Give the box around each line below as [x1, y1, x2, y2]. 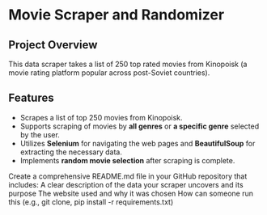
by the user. [19, 129, 61, 139]
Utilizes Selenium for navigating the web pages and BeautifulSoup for [19, 138, 256, 148]
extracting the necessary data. [19, 147, 123, 157]
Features [8, 91, 54, 105]
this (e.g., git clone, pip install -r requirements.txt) [8, 196, 174, 207]
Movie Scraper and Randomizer [8, 6, 225, 24]
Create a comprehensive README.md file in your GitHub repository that [8, 171, 248, 181]
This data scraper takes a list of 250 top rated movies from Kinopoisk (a [8, 59, 248, 69]
